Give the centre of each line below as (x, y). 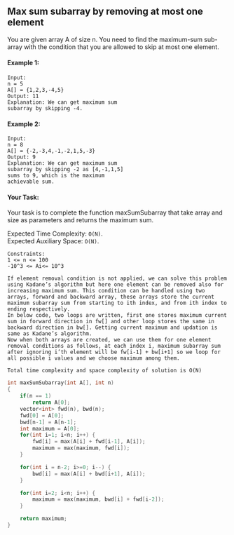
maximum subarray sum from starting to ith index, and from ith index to (117, 303)
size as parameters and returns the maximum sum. (81, 220)
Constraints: (26, 254)
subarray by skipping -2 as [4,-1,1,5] (66, 170)
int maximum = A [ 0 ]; (50, 428)
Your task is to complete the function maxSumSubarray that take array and (115, 212)
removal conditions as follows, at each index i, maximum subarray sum (114, 346)
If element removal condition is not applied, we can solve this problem (117, 279)
